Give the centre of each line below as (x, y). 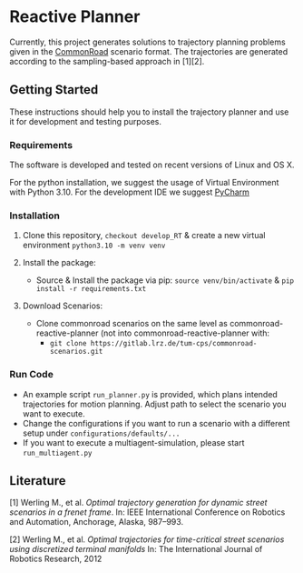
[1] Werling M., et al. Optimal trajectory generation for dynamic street (138, 503)
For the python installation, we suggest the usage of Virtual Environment (144, 183)
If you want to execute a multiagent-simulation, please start (133, 442)
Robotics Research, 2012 (56, 559)
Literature (38, 481)
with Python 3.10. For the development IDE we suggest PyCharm (129, 192)
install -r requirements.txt (91, 289)
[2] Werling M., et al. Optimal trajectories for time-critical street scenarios (147, 539)
